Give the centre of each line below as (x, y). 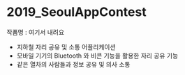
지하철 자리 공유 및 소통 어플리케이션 (66, 47)
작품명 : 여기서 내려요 (35, 32)
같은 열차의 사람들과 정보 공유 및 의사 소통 (73, 64)
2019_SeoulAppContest (77, 12)
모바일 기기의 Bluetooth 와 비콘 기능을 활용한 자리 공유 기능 (97, 56)
